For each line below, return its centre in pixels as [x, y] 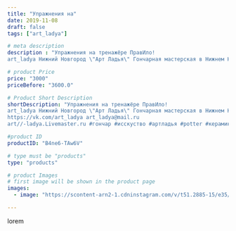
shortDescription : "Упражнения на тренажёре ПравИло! [88, 104]
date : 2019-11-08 [33, 20]
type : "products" [33, 163]
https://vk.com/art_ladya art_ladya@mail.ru [73, 118]
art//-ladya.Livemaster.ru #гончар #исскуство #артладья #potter [105, 124]
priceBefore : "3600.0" [40, 85]
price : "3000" [28, 78]
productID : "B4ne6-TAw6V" [45, 143]
